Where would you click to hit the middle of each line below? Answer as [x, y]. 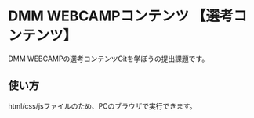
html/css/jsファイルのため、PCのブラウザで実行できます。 [102, 105]
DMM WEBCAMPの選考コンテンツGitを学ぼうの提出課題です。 [109, 59]
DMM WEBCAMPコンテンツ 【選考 [121, 16]
